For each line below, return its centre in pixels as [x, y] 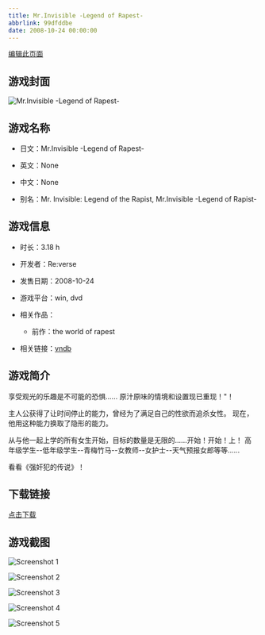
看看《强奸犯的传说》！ [46, 467]
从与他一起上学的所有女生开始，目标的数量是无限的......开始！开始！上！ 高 [130, 440]
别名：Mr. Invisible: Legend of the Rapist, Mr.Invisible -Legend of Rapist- [138, 199]
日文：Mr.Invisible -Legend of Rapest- [82, 148]
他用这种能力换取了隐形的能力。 [60, 423]
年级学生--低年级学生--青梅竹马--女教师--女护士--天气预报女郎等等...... [124, 450]
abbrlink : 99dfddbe [40, 23]
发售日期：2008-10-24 [57, 281]
